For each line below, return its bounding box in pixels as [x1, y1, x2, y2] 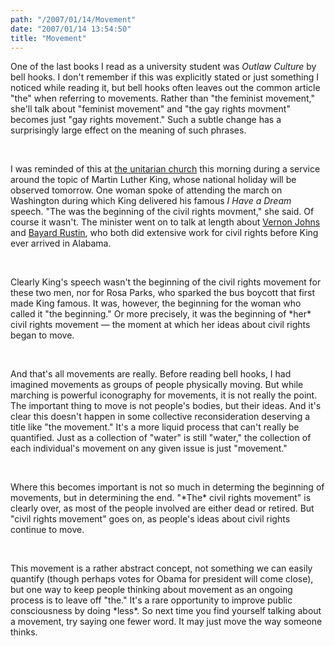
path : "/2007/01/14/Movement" [10, 14, 137, 25]
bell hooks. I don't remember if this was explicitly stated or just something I [10, 71, 320, 83]
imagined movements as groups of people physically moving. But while [10, 379, 304, 391]
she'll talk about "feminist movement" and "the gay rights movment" [10, 103, 291, 115]
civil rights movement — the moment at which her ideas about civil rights [10, 319, 311, 331]
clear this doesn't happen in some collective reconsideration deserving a [10, 411, 311, 423]
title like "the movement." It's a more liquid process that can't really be [10, 421, 300, 433]
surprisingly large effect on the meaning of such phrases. [10, 124, 247, 136]
